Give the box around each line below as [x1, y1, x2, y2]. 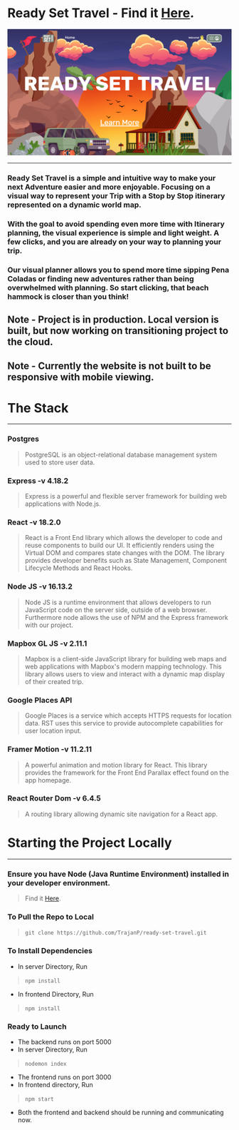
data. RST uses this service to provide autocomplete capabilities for [24, 719, 223, 728]
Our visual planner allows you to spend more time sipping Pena [7, 265, 230, 275]
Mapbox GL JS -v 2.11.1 [7, 638, 87, 648]
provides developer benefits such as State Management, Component [24, 556, 228, 565]
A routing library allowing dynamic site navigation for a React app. [24, 810, 218, 818]
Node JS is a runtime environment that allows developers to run [24, 598, 212, 606]
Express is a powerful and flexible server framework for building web [24, 492, 228, 501]
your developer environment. [7, 877, 111, 887]
